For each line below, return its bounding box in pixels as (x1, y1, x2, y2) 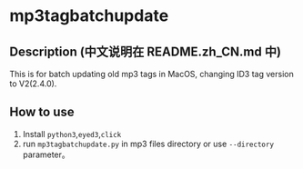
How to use (9, 104, 75, 120)
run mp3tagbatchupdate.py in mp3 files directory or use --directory (22, 138, 275, 149)
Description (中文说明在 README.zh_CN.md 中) (9, 44, 282, 59)
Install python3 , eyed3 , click (22, 128, 122, 139)
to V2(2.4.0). (9, 78, 57, 89)
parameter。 (22, 149, 70, 160)
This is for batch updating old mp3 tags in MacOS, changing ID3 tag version (9, 69, 294, 79)
